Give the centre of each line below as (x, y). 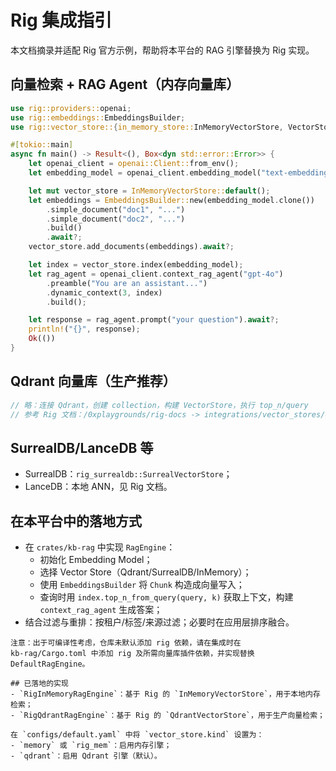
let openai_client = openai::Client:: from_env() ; (134, 164)
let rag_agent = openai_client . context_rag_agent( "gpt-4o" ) (156, 274)
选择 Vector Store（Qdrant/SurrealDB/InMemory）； (145, 572)
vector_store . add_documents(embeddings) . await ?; (131, 247)
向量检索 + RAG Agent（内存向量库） (125, 84)
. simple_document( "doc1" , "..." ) (116, 209)
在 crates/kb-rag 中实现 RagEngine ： (100, 547)
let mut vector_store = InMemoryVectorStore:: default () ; (149, 191)
